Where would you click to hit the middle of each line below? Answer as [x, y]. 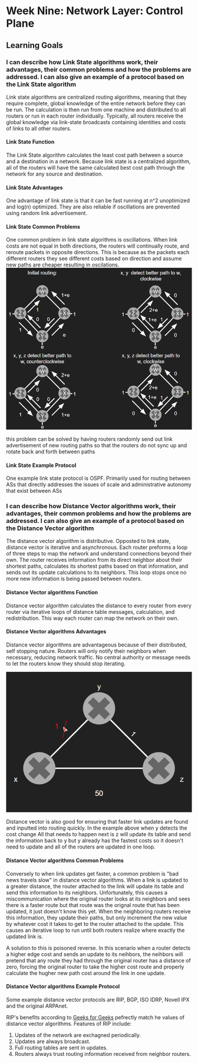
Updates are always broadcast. [52, 1041]
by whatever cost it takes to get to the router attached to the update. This [95, 924]
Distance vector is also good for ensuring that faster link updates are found [97, 822]
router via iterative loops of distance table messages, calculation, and [90, 612]
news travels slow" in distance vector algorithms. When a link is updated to [97, 880]
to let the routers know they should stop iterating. [66, 664]
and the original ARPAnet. [37, 1006]
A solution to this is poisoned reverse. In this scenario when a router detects [98, 948]
